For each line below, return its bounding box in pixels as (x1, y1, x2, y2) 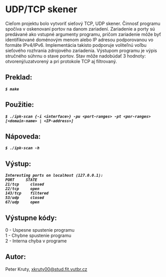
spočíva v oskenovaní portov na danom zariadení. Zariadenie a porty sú (5, 25, 155, 32)
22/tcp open (5, 186, 40, 191)
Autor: (5, 253, 26, 261)
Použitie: (5, 100, 35, 109)
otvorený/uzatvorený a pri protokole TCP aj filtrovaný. (5, 58, 117, 64)
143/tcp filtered (5, 191, 49, 196)
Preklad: (5, 73, 32, 82)
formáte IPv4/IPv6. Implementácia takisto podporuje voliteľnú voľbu (5, 42, 147, 48)
